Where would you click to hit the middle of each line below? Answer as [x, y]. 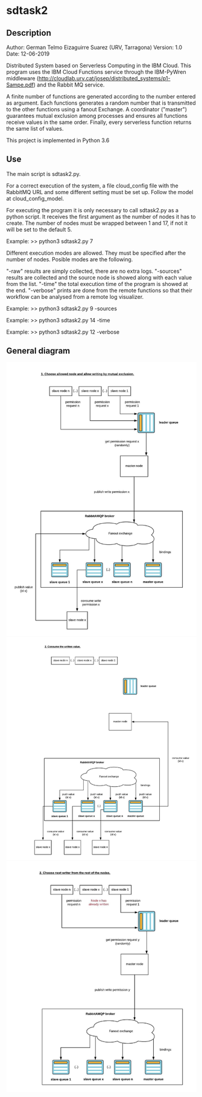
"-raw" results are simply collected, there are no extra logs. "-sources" [94, 271]
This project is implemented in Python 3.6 [58, 140]
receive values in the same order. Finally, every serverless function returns [99, 122]
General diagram [38, 351]
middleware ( [23, 78]
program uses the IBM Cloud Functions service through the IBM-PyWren [96, 72]
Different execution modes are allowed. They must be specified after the [96, 253]
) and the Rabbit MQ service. [69, 85]
